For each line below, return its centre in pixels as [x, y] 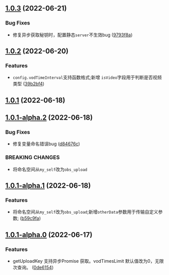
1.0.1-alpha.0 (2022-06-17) [49, 235]
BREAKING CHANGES [33, 157]
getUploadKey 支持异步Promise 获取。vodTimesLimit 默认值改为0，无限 [88, 261]
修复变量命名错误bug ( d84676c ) [46, 144]
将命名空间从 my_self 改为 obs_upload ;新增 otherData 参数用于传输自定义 [86, 212]
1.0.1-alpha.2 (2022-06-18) [49, 118]
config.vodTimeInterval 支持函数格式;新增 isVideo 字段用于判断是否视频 [87, 77]
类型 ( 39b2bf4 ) [29, 84]
